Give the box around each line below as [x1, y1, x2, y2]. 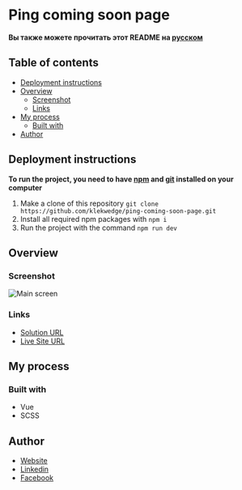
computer [8, 182, 43, 192]
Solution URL [19, 327, 64, 337]
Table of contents [8, 56, 99, 70]
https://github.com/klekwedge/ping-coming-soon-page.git [19, 207, 217, 215]
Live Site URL [19, 336, 66, 346]
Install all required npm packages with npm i [19, 214, 168, 224]
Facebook [19, 473, 54, 483]
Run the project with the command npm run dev [19, 223, 178, 232]
